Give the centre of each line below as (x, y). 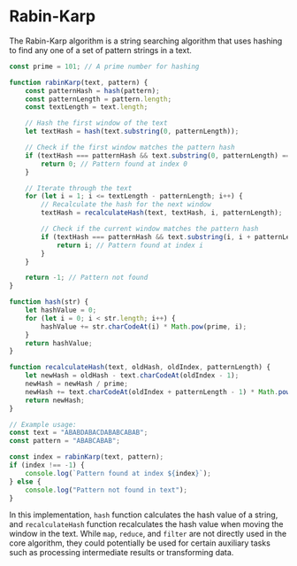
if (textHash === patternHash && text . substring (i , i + (146, 236)
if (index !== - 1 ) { (47, 465)
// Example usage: (43, 424)
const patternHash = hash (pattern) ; (93, 90)
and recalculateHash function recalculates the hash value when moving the (147, 524)
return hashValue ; (59, 343)
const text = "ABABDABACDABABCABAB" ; (79, 433)
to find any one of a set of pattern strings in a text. (101, 50)
